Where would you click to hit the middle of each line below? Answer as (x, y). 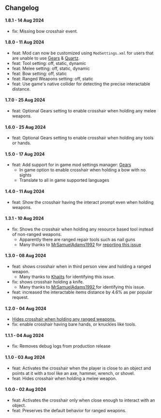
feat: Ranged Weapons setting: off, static (52, 78)
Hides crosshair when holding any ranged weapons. (64, 319)
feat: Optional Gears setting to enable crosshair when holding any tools (83, 138)
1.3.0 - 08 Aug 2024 (26, 256)
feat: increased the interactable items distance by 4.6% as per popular (82, 292)
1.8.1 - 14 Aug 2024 (25, 20)
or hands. (22, 143)
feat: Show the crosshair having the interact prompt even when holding (83, 202)
